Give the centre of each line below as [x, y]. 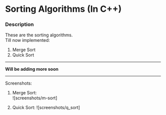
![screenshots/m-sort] [35, 98]
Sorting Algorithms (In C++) [63, 9]
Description [20, 25]
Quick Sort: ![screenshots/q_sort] [46, 108]
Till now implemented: [28, 40]
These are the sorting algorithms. [39, 35]
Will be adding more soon [32, 69]
